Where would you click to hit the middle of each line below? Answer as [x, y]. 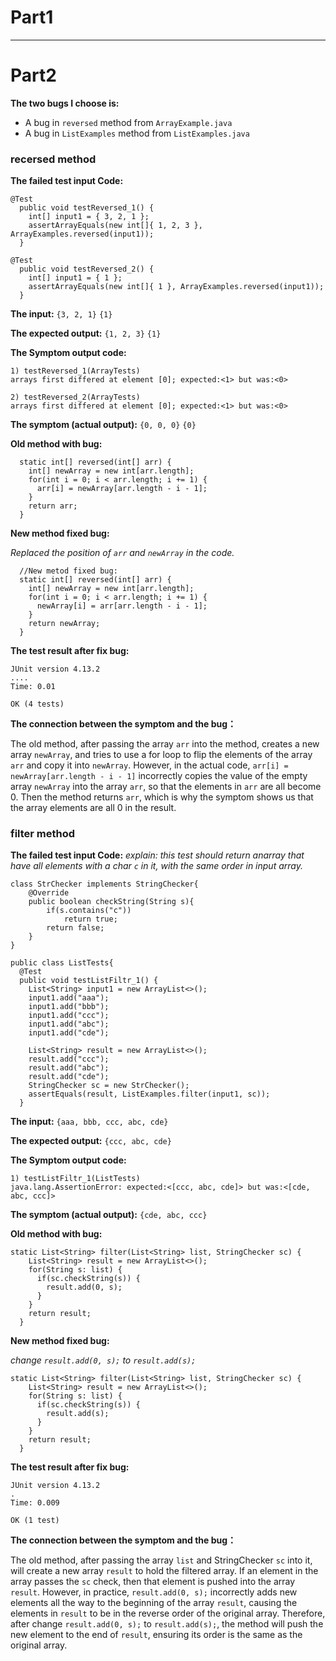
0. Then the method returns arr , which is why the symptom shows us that [162, 797]
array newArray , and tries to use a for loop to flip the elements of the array [161, 755]
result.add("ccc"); [69, 1059]
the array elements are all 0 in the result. [93, 808]
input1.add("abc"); [69, 1024]
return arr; [53, 506]
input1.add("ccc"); [69, 1016]
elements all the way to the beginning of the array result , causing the [154, 1603]
